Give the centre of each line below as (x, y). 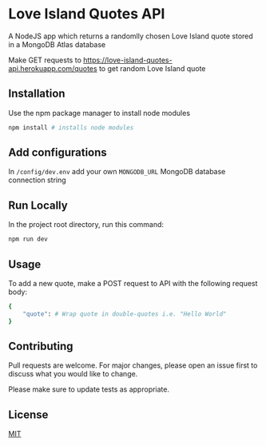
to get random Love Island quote (152, 68)
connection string (37, 180)
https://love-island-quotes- (128, 60)
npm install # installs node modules (71, 127)
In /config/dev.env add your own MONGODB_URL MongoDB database (117, 172)
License (28, 414)
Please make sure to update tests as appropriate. (89, 389)
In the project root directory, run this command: (86, 225)
